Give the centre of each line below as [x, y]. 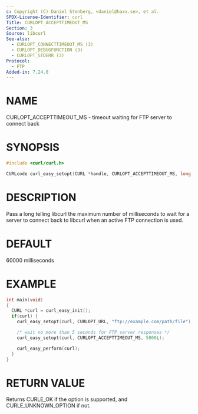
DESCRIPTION [41, 198]
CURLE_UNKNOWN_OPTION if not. [49, 406]
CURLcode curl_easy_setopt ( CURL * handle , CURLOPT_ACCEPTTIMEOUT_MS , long [99, 174]
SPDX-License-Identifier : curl [44, 17]
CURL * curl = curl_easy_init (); [51, 311]
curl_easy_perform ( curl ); [49, 349]
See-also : [18, 39]
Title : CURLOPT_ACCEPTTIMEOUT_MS [47, 22]
